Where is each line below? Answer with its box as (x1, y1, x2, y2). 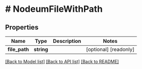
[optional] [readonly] (86, 46, 135, 53)
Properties (5, 23, 39, 32)
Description (53, 38, 81, 44)
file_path (7, 46, 29, 53)
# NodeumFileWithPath (5, 3, 103, 15)
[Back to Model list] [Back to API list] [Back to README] (5, 59, 119, 65)
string (34, 46, 49, 53)
